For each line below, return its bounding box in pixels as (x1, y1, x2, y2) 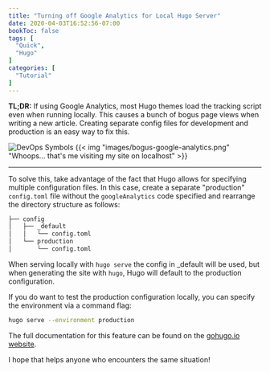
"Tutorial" (15, 72, 52, 80)
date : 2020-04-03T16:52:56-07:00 (8, 19, 121, 27)
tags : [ (8, 34, 35, 43)
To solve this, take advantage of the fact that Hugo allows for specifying (8, 174, 247, 183)
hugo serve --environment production (8, 316, 135, 324)
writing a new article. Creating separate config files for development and (8, 118, 249, 128)
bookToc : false (8, 27, 59, 35)
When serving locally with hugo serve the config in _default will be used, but (8, 259, 260, 269)
